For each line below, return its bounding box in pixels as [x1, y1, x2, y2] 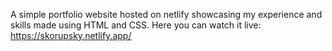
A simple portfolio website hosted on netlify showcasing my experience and [10, 9, 323, 20]
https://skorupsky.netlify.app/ [10, 30, 132, 41]
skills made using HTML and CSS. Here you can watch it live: [10, 19, 262, 31]
